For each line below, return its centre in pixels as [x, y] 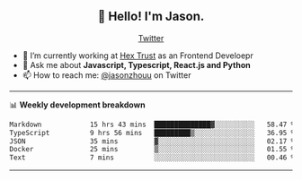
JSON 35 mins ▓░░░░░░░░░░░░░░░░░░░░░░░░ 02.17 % [152, 141]
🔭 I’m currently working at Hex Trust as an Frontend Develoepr [138, 56]
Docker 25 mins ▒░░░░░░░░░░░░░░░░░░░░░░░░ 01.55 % [152, 150]
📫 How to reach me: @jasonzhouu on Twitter [107, 75]
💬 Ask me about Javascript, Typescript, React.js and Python [136, 64]
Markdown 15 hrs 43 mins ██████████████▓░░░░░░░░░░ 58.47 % [152, 124]
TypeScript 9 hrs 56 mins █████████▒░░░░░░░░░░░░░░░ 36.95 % [152, 133]
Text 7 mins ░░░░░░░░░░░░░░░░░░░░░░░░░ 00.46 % [152, 158]
